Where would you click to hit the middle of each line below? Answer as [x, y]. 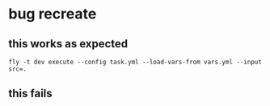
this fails [30, 94]
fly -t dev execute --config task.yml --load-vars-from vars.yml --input [135, 62]
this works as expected [68, 44]
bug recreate [53, 14]
